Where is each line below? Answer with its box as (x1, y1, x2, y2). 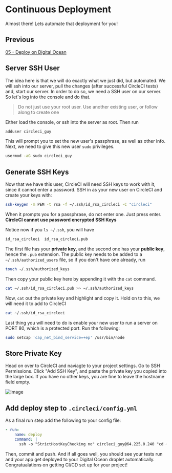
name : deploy (14, 432, 42, 437)
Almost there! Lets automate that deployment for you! (5, 20, 118, 27)
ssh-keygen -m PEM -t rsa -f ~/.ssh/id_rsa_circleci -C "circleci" (5, 202, 153, 207)
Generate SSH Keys (5, 167, 69, 176)
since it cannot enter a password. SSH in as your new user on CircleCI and (5, 187, 162, 193)
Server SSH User (5, 64, 60, 73)
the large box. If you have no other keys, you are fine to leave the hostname (5, 374, 165, 380)
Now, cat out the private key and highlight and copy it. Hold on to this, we (5, 295, 160, 301)
